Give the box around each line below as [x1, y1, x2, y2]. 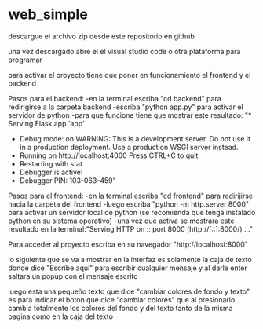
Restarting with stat [19, 159, 83, 168]
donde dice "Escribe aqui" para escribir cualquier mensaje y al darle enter [8, 263, 247, 272]
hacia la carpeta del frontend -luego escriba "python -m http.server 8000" [8, 199, 250, 209]
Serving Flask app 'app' [8, 119, 85, 128]
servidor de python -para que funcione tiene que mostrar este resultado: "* [8, 110, 252, 119]
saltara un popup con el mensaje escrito [8, 271, 138, 280]
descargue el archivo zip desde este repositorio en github [8, 31, 195, 41]
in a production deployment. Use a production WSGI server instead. [19, 142, 239, 152]
